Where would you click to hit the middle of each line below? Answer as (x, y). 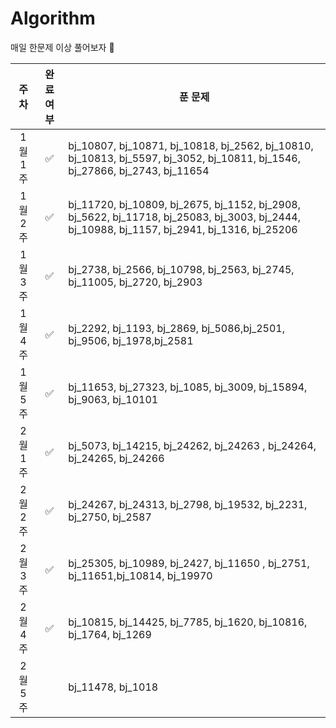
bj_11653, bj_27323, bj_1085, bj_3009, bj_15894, (188, 387)
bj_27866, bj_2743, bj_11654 (139, 170)
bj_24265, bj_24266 (116, 458)
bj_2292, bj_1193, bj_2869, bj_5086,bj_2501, (176, 328)
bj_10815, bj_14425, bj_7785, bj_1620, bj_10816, (188, 622)
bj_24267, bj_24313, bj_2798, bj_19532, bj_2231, (188, 504)
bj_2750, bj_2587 (110, 517)
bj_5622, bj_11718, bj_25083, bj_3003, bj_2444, (185, 217)
